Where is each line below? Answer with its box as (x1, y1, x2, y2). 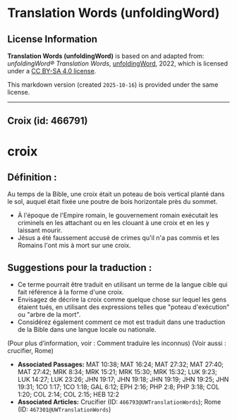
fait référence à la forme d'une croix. (17, 288, 125, 296)
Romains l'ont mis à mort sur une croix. (17, 241, 132, 250)
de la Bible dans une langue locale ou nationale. (17, 325, 157, 334)
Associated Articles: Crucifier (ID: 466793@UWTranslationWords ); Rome (17, 397, 221, 407)
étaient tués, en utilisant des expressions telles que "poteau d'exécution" (17, 303, 230, 311)
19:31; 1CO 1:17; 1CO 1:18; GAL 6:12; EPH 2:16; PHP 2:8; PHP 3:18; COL (17, 383, 220, 391)
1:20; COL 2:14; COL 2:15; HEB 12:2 (17, 390, 120, 399)
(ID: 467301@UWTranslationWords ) (17, 405, 111, 414)
